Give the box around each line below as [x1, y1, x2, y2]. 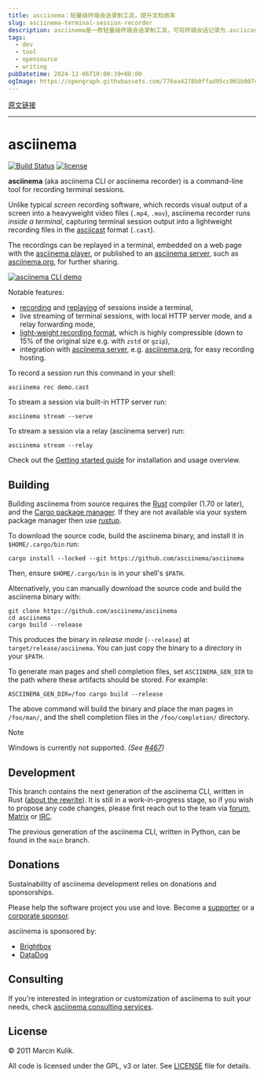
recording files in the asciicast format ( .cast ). [8, 225, 156, 234]
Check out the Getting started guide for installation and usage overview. [8, 456, 241, 465]
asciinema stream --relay [8, 441, 93, 449]
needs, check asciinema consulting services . [8, 1002, 154, 1011]
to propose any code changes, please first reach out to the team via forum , [8, 803, 251, 813]
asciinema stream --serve [8, 412, 93, 421]
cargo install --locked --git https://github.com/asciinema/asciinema [8, 555, 244, 563]
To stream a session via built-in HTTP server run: [8, 397, 167, 407]
